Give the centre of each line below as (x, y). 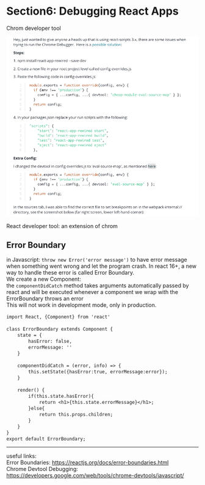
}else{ (37, 409)
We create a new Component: (44, 279)
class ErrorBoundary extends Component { (60, 329)
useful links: (21, 456)
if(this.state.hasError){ (61, 397)
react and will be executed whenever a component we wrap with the (92, 292)
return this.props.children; (76, 415)
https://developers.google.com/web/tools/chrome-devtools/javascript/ (95, 476)
